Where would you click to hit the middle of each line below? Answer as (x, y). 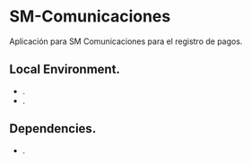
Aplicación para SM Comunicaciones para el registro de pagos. (126, 41)
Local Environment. (65, 69)
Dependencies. (53, 129)
